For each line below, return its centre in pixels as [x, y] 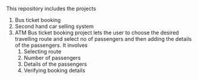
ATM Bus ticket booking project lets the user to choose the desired [97, 33]
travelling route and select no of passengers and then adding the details [103, 39]
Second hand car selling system [54, 26]
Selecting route [42, 52]
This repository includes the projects [51, 9]
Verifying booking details [54, 70]
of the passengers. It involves [51, 45]
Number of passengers [52, 58]
